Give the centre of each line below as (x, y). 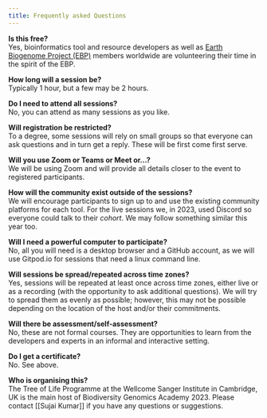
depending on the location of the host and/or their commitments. (114, 308)
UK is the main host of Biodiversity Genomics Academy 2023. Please (122, 397)
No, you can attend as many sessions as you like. (89, 112)
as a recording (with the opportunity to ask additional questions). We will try (133, 291)
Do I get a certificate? (45, 356)
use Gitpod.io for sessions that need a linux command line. (104, 259)
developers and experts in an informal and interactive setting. (109, 340)
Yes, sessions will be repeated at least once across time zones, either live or (133, 283)
